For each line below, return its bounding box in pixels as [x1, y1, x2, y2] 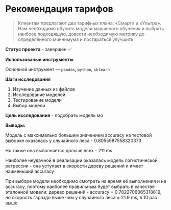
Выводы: [5, 122, 26, 128]
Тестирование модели [12, 97, 62, 103]
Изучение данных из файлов [12, 86, 75, 92]
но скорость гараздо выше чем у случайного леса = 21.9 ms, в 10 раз [5, 194, 157, 200]
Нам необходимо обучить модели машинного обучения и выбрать [17, 25, 164, 31]
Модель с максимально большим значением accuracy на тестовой [5, 132, 152, 138]
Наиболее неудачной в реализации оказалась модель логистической [5, 157, 158, 164]
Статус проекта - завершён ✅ [5, 46, 72, 52]
